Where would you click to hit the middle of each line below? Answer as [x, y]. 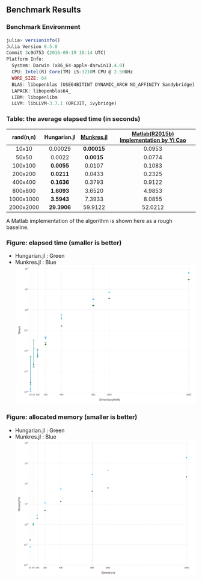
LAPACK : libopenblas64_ [41, 91]
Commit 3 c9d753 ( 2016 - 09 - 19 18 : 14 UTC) [56, 53]
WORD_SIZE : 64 [29, 78]
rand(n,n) [24, 137]
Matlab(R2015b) [153, 134]
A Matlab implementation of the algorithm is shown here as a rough [89, 221]
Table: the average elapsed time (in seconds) [73, 119]
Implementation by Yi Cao [153, 140]
